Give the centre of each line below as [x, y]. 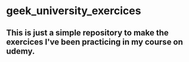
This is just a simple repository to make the [87, 33]
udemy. [21, 51]
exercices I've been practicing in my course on [95, 42]
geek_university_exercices [74, 11]
